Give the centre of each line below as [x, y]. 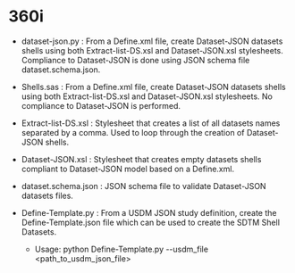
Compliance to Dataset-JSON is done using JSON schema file [135, 60]
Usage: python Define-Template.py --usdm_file [122, 249]
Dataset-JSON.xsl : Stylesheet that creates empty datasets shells [141, 159]
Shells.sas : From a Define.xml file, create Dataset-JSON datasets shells [154, 87]
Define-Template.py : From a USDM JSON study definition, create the [149, 212]
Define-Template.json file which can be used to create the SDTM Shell [151, 222]
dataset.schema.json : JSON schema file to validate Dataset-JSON [143, 186]
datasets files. [47, 195]
